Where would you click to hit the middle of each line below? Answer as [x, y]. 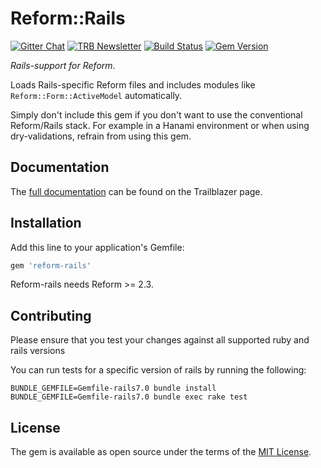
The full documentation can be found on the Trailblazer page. [136, 191]
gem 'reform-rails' [51, 265]
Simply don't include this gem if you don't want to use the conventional [156, 114]
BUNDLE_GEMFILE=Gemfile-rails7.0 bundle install [113, 388]
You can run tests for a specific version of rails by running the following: [158, 370]
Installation [46, 223]
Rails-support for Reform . [63, 65]
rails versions [38, 351]
